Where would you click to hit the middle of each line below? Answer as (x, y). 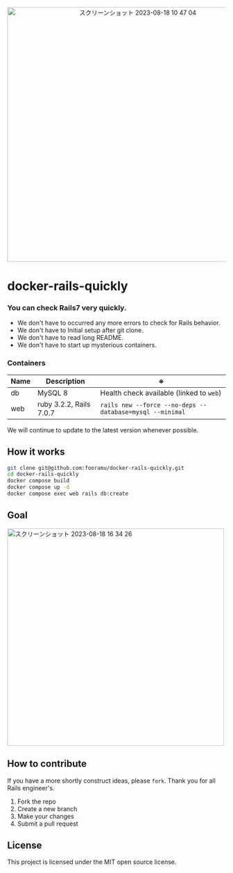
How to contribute (47, 764)
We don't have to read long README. (70, 338)
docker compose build (38, 481)
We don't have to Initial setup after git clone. (80, 330)
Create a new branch (47, 808)
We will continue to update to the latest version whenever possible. (103, 430)
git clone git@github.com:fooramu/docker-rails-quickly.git (96, 468)
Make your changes (45, 816)
